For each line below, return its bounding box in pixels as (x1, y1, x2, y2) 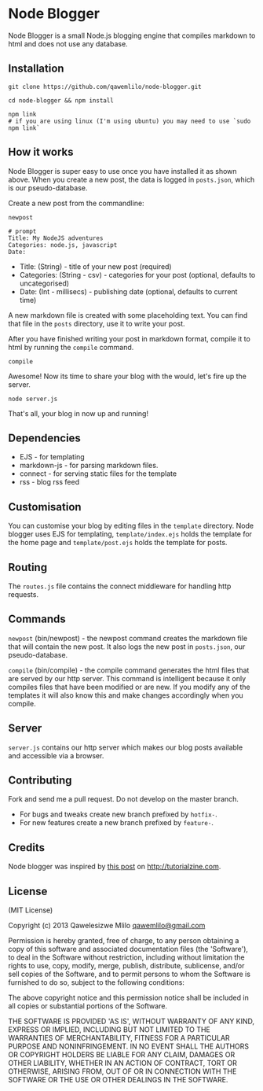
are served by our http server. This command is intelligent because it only (8, 673, 247, 683)
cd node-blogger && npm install (8, 96, 114, 105)
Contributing (8, 774, 72, 787)
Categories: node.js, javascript (8, 241, 118, 249)
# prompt (8, 227, 37, 235)
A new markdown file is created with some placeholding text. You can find (8, 310, 248, 319)
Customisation (8, 500, 82, 514)
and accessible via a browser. (8, 750, 104, 760)
